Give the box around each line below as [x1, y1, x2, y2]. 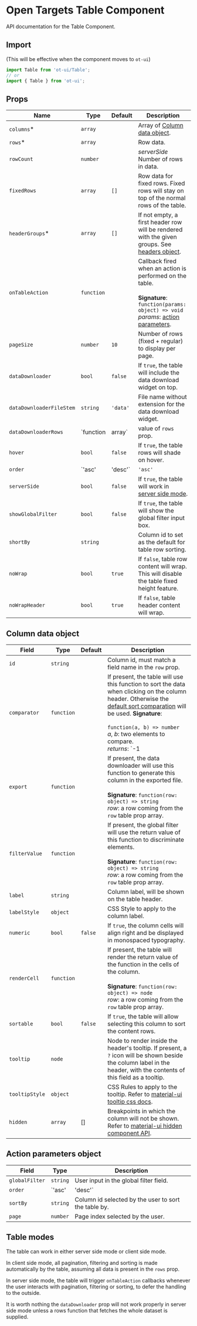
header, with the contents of [107, 1066, 185, 1074]
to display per [138, 345, 176, 353]
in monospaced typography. [107, 936, 185, 944]
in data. [138, 163, 159, 171]
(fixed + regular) [138, 337, 184, 345]
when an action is [138, 265, 186, 273]
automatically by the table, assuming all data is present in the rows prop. [6, 1266, 180, 1273]
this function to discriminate [107, 836, 185, 843]
